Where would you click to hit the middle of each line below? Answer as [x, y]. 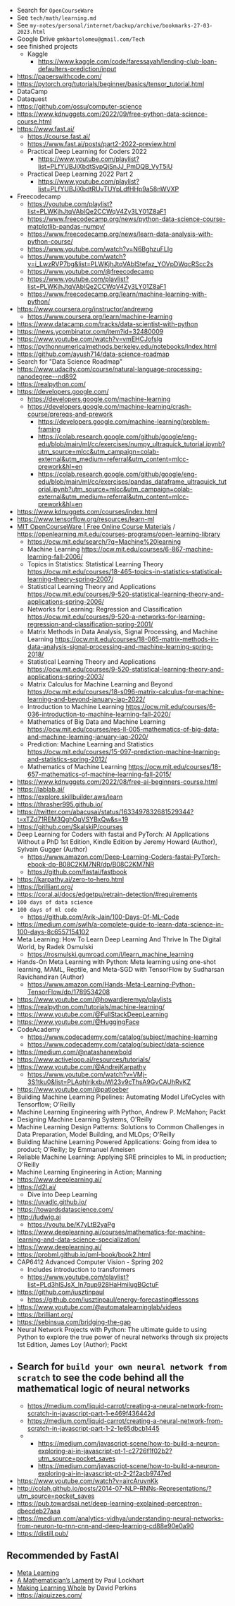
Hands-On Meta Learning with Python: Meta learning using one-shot [116, 962]
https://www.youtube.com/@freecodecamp [90, 272]
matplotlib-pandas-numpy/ [66, 226]
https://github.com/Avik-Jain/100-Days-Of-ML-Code [103, 917]
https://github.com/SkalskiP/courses [70, 827]
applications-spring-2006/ [66, 602]
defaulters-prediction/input [77, 69]
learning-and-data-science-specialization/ [78, 1239]
